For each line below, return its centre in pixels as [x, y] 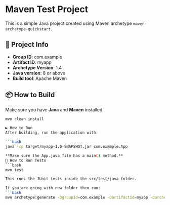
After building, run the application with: [52, 133]
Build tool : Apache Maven [40, 78]
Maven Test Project [47, 9]
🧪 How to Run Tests [26, 160]
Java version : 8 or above [39, 73]
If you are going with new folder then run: [53, 188]
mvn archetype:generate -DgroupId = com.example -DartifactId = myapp [77, 198]
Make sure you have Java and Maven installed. [54, 109]
